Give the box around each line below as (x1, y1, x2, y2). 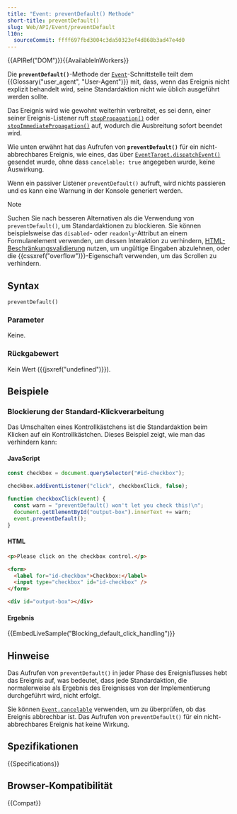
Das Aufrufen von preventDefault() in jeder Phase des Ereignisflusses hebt (7, 669, 228, 677)
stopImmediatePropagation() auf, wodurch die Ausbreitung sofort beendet (7, 121, 223, 130)
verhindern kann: (7, 437, 57, 447)
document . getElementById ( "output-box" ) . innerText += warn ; (13, 508, 192, 515)
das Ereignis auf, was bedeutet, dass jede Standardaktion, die (7, 676, 187, 685)
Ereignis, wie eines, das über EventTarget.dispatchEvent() (49, 150, 221, 159)
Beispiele (7, 385, 50, 397)
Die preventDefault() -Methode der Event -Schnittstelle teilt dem (7, 70, 193, 79)
